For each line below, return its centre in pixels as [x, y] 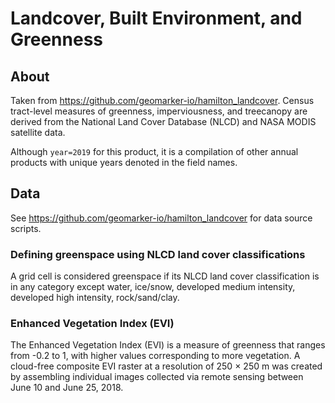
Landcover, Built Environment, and [156, 18]
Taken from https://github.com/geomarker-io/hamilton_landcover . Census [162, 100]
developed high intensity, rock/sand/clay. [95, 298]
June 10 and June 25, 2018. [67, 388]
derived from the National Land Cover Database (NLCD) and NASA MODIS [163, 121]
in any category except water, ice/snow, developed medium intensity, [153, 287]
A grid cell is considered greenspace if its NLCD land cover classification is [165, 276]
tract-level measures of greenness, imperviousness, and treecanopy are [159, 111]
